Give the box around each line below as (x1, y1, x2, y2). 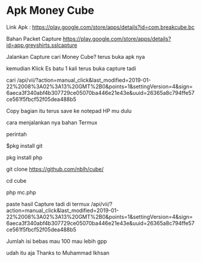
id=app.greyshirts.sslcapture (6, 41, 77, 49)
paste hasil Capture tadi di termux (6, 200, 90, 207)
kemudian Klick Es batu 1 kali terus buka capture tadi (6, 64, 136, 72)
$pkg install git (6, 142, 43, 149)
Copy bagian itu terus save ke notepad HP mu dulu (6, 107, 132, 114)
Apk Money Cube (6, 4, 95, 17)
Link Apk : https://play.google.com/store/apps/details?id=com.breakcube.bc (6, 23, 195, 31)
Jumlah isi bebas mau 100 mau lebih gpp (6, 237, 107, 245)
